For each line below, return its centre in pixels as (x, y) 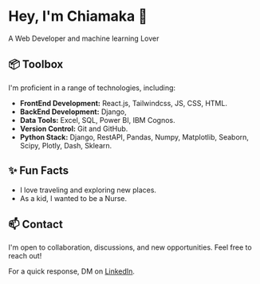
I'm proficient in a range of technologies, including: (92, 88)
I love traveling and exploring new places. (88, 190)
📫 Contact (36, 224)
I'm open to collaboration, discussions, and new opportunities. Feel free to (130, 247)
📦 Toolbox (36, 64)
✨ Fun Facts (39, 171)
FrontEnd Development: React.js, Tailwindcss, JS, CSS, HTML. (123, 103)
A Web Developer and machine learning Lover (84, 38)
